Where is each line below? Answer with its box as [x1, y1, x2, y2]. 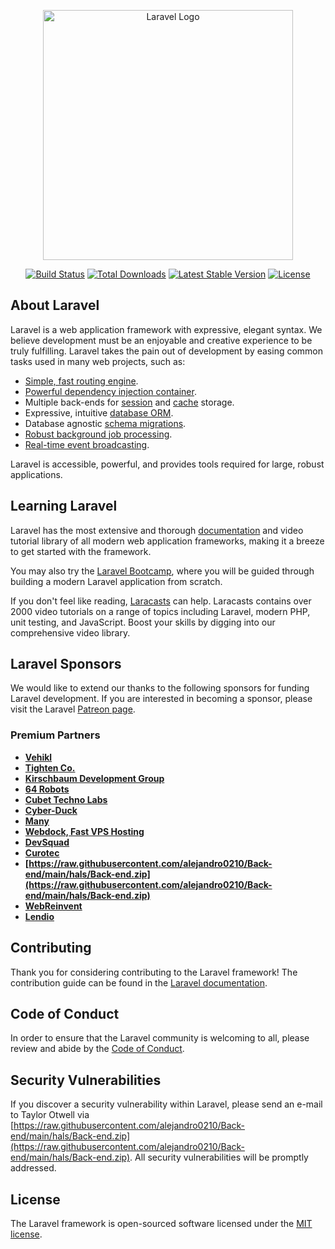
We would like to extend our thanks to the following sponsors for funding [10, 682, 310, 694]
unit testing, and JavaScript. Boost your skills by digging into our [10, 616, 276, 628]
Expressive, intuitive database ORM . [24, 406, 174, 419]
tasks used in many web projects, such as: [10, 355, 186, 367]
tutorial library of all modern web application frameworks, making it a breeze [10, 535, 325, 547]
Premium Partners [10, 728, 101, 742]
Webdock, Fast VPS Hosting [24, 825, 145, 837]
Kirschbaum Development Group [24, 772, 165, 784]
